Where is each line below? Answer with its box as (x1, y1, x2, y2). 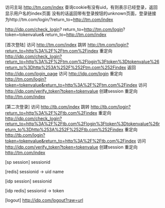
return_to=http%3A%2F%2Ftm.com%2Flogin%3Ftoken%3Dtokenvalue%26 (5, 59, 160, 64)
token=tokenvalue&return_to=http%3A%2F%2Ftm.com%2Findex (5, 82, 137, 88)
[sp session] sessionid (5, 159, 51, 165)
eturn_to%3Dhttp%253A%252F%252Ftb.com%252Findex (5, 127, 124, 132)
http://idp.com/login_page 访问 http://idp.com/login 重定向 (5, 71, 123, 76)
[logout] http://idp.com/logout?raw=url (5, 197, 83, 203)
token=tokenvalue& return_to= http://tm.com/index (5, 31, 107, 37)
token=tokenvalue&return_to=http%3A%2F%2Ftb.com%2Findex (5, 138, 137, 144)
